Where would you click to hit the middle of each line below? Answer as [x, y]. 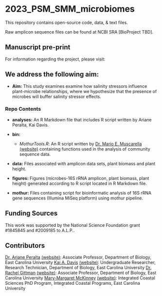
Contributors [25, 246]
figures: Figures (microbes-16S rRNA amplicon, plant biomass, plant [81, 178]
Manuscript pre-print [38, 47]
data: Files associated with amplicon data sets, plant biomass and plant [84, 163]
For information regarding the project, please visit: [55, 59]
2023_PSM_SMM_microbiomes [70, 9]
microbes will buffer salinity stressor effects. [56, 97]
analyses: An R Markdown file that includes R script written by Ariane [82, 119]
